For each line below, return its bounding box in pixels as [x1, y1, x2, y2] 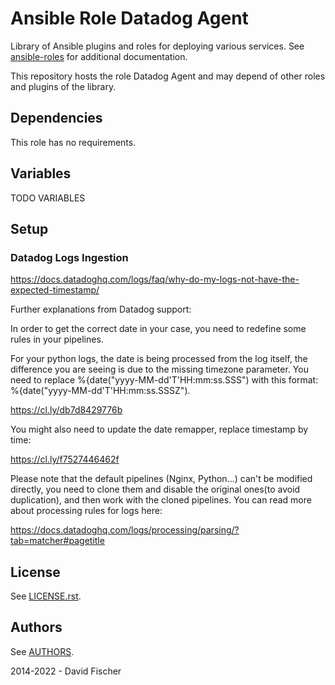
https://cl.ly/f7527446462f [10, 453, 120, 466]
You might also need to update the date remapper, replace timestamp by [10, 423, 309, 436]
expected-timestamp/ [10, 284, 100, 296]
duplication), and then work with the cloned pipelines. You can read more [10, 494, 312, 506]
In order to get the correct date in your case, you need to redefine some [10, 323, 307, 335]
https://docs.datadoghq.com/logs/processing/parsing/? [10, 524, 240, 536]
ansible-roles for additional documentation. [10, 50, 188, 62]
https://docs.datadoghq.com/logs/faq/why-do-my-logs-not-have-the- [10, 273, 300, 286]
